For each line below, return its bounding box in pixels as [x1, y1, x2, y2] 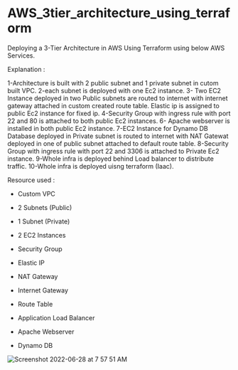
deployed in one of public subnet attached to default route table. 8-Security [7, 139, 229, 147]
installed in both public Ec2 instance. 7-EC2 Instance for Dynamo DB [7, 124, 208, 132]
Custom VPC [17, 189, 55, 198]
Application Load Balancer [17, 313, 95, 322]
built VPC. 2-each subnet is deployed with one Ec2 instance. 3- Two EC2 [7, 86, 222, 95]
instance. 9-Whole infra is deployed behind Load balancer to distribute [7, 154, 215, 163]
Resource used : [7, 176, 55, 184]
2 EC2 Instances [17, 231, 66, 239]
